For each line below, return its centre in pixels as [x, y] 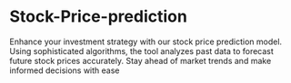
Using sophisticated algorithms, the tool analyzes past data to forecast [142, 51]
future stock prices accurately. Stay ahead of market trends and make [140, 60]
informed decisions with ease [65, 70]
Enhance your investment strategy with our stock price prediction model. [146, 41]
